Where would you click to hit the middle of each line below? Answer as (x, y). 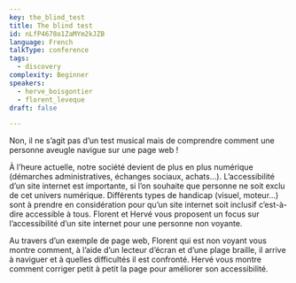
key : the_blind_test (47, 17)
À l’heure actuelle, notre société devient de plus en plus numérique (132, 167)
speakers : (27, 83)
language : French (41, 42)
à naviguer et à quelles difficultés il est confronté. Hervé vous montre (135, 260)
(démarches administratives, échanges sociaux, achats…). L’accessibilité (142, 177)
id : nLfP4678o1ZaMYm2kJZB (57, 34)
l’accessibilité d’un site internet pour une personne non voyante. (126, 224)
